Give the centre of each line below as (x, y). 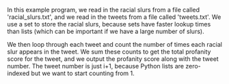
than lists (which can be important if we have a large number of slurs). (106, 31)
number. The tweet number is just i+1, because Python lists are (96, 66)
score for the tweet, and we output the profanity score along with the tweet (113, 59)
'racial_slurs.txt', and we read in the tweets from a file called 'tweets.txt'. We (114, 17)
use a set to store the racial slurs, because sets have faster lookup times (109, 24)
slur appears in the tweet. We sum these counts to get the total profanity (109, 51)
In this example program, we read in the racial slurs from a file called (104, 10)
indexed (18, 73)
